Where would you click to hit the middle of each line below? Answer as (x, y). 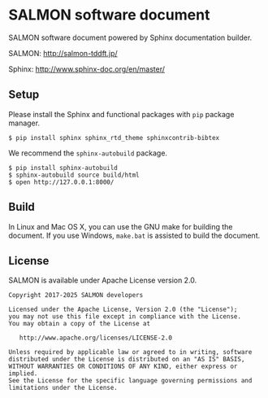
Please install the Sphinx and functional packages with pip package (121, 114)
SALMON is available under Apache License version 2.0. (103, 280)
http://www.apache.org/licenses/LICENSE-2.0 (96, 338)
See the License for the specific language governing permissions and (130, 381)
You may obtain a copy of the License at (80, 324)
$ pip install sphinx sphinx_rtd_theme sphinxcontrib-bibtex (114, 138)
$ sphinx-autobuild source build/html (74, 175)
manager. (24, 123)
